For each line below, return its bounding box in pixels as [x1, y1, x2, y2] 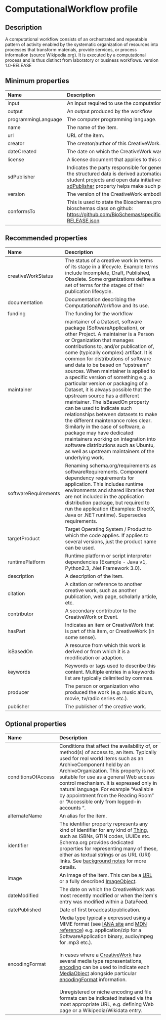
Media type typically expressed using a [59, 914, 151, 921]
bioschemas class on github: [67, 205, 133, 212]
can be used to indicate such [65, 404, 132, 411]
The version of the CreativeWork [67, 190, 142, 197]
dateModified [7, 892, 39, 899]
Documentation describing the [65, 296, 136, 302]
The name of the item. [67, 124, 118, 130]
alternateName [7, 812, 42, 819]
